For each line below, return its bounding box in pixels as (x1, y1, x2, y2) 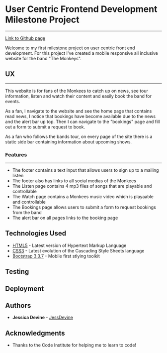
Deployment (5, 284, 44, 293)
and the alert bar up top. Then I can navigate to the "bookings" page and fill (5, 118, 160, 124)
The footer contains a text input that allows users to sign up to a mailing (12, 167, 159, 173)
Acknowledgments (5, 329, 66, 337)
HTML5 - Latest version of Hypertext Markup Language (12, 242, 127, 248)
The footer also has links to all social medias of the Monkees (12, 178, 137, 184)
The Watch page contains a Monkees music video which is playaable (12, 194, 154, 200)
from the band (12, 210, 42, 216)
